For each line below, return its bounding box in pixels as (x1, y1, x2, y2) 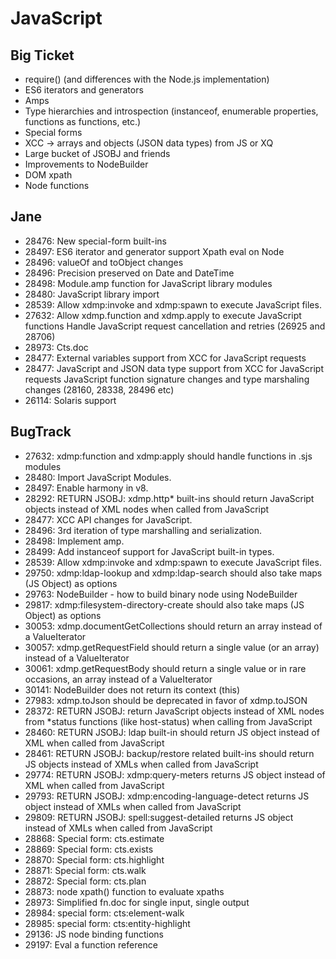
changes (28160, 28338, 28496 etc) (24, 383, 175, 396)
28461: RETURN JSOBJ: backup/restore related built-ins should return (24, 747, 315, 759)
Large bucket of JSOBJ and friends (24, 148, 171, 159)
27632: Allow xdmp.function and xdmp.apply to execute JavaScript (24, 309, 302, 321)
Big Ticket (10, 47, 75, 64)
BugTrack (10, 423, 72, 441)
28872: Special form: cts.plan (24, 875, 147, 887)
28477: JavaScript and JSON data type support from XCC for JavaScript (24, 362, 325, 374)
